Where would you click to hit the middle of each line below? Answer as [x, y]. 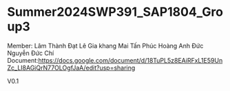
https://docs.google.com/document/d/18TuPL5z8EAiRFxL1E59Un [130, 60]
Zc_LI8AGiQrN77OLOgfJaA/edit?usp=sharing [71, 68]
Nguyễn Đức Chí [31, 53]
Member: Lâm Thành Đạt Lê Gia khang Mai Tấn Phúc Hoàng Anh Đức [105, 45]
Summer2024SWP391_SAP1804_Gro [115, 12]
